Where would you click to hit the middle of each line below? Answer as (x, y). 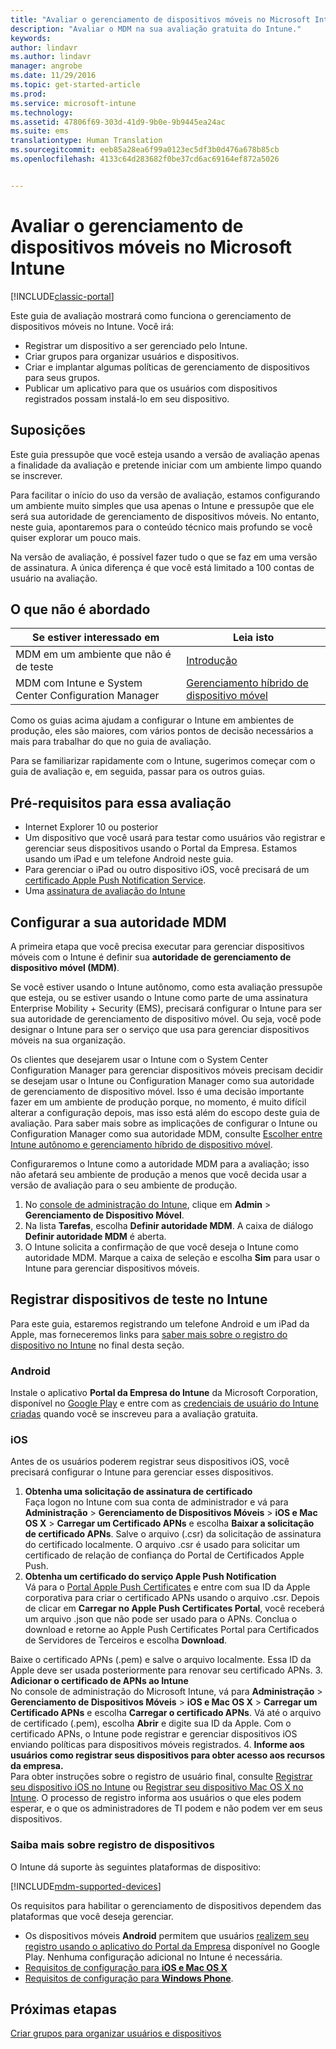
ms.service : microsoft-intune (73, 103)
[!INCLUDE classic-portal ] (62, 296)
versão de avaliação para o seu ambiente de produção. (124, 1185)
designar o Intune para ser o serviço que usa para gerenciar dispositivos (160, 1029)
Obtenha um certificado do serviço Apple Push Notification (150, 1577)
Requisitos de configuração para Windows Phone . (129, 1978)
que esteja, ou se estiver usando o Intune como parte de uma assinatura (159, 997)
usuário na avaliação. (54, 578)
